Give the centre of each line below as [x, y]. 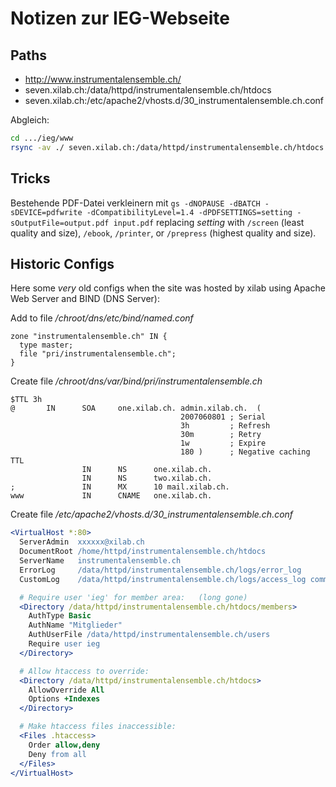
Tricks [30, 178]
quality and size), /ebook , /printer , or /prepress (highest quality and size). [163, 233]
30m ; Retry [221, 435]
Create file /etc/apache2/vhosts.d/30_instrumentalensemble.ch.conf [152, 514]
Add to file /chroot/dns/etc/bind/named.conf [102, 318]
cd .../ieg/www [42, 138]
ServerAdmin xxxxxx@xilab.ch [82, 542]
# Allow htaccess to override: [84, 671]
